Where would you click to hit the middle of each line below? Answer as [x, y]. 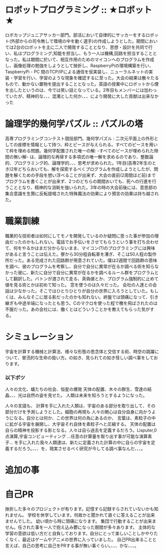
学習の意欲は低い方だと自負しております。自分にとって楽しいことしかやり [79, 533]
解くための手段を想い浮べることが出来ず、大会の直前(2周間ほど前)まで [85, 175]
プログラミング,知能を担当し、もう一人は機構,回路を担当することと [89, 53]
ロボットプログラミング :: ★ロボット [79, 10]
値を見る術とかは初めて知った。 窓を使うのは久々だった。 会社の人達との [79, 285]
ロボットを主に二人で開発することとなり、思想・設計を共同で [87, 47]
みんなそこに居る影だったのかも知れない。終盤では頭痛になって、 [84, 297]
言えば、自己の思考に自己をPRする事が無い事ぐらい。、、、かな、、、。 [72, 546]
